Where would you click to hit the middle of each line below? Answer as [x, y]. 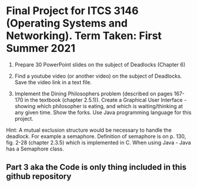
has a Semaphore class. [35, 149]
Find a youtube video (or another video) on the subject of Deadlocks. [98, 76]
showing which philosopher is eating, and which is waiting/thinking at [99, 106]
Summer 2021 [41, 49]
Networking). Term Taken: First [84, 36]
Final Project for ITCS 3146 [72, 11]
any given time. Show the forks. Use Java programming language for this [103, 112]
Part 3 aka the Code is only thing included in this [96, 167]
